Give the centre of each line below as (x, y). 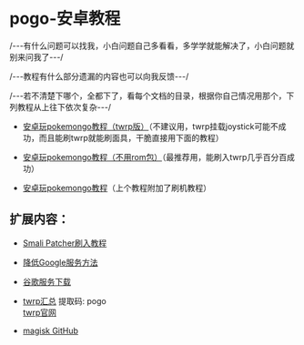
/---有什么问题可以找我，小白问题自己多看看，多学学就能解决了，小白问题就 (152, 46)
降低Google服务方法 (60, 262)
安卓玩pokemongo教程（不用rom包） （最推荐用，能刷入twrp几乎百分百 (155, 157)
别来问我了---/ (36, 56)
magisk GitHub (51, 330)
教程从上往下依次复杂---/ (64, 107)
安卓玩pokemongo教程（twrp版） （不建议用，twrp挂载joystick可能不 (151, 126)
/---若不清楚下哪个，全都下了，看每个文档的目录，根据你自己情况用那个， (148, 96)
